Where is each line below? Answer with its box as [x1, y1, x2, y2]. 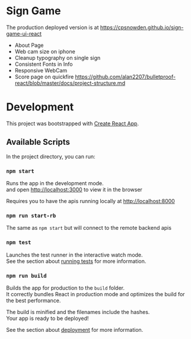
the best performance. [6, 297, 61, 304]
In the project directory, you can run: [6, 153, 95, 160]
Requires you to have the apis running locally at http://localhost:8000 [6, 197, 175, 204]
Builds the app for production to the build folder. [6, 284, 125, 292]
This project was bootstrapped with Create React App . [6, 120, 139, 127]
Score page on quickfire [14, 73, 74, 80]
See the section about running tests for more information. [6, 257, 147, 265]
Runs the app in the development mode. [6, 179, 104, 186]
